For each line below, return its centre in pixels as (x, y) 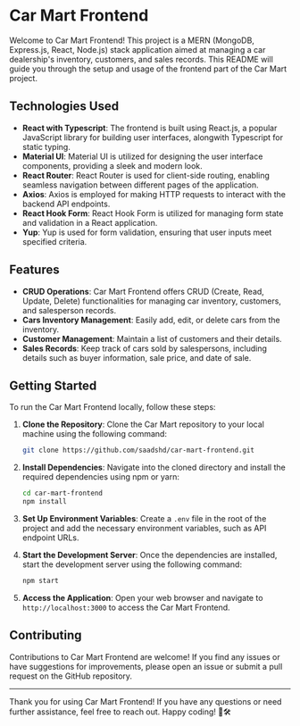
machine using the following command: (95, 434)
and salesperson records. (69, 310)
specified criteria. (54, 241)
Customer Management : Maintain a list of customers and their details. (152, 338)
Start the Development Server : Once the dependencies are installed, (150, 555)
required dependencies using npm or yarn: (101, 477)
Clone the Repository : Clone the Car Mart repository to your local (143, 424)
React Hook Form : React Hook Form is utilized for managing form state (153, 213)
